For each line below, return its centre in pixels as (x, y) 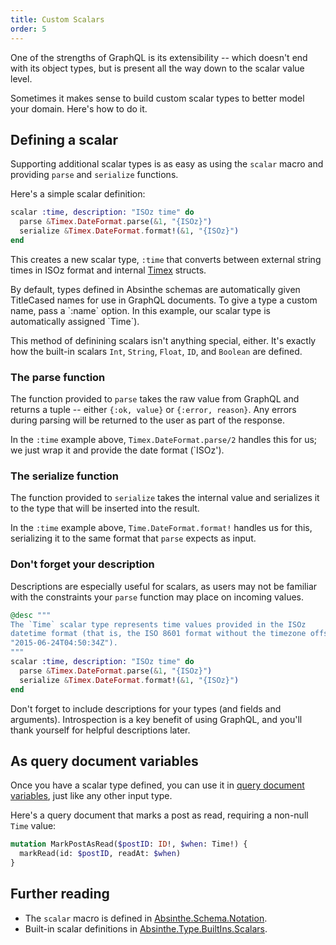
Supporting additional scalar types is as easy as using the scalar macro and (167, 164)
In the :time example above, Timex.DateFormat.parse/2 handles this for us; (164, 440)
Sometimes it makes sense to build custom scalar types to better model (157, 98)
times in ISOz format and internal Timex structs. (108, 270)
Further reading (60, 894)
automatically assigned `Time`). (75, 321)
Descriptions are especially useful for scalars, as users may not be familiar (164, 586)
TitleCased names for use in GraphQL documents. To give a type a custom (164, 300)
